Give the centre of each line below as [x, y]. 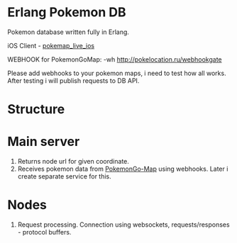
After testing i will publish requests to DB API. [73, 80]
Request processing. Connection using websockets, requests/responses [123, 225]
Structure [36, 109]
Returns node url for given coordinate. [73, 162]
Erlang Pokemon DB [67, 12]
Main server [44, 142]
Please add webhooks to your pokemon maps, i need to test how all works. [117, 73]
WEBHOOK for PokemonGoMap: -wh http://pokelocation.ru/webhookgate [115, 59]
